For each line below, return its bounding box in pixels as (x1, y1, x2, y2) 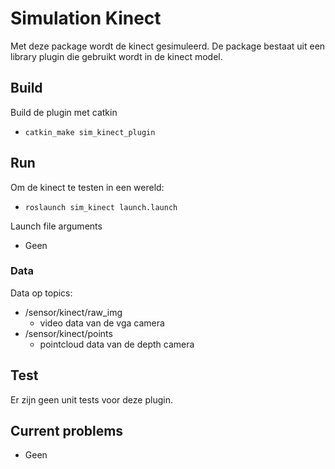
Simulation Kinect (10, 7, 162, 30)
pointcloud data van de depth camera (39, 338, 195, 350)
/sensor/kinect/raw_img (24, 306, 123, 318)
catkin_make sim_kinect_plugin (24, 127, 156, 137)
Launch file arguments (10, 220, 103, 232)
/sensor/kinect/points (24, 327, 113, 339)
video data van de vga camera (39, 317, 165, 329)
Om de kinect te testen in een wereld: (10, 181, 165, 193)
